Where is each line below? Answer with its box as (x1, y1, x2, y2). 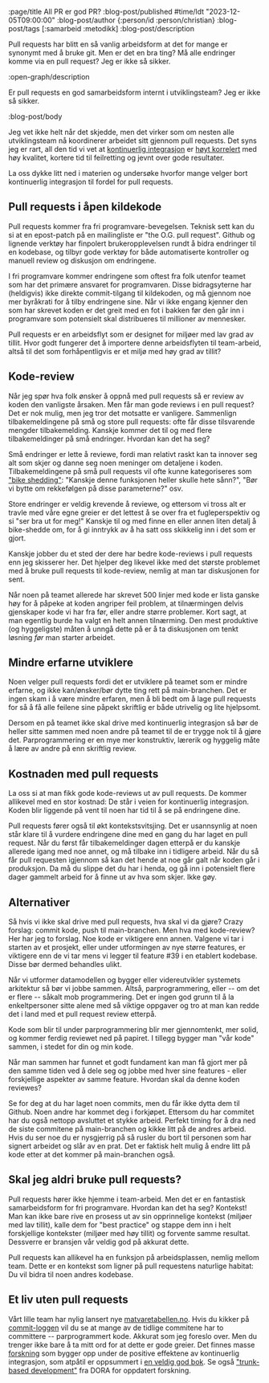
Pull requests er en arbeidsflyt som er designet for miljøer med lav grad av (8, 329, 255, 339)
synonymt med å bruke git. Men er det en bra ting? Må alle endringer (8, 48, 236, 57)
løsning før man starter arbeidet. (8, 632, 116, 642)
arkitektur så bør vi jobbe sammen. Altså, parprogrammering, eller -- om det (8, 984, 260, 993)
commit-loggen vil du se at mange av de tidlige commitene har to (8, 1323, 224, 1332)
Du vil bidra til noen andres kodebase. (8, 1269, 134, 1279)
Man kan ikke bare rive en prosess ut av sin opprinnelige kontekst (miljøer (8, 1211, 253, 1221)
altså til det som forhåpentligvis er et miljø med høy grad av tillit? (8, 346, 222, 356)
